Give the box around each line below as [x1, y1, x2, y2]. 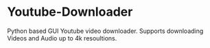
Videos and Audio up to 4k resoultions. [7, 34, 117, 42]
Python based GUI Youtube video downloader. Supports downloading [7, 27, 204, 35]
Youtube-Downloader [7, 4, 133, 20]
